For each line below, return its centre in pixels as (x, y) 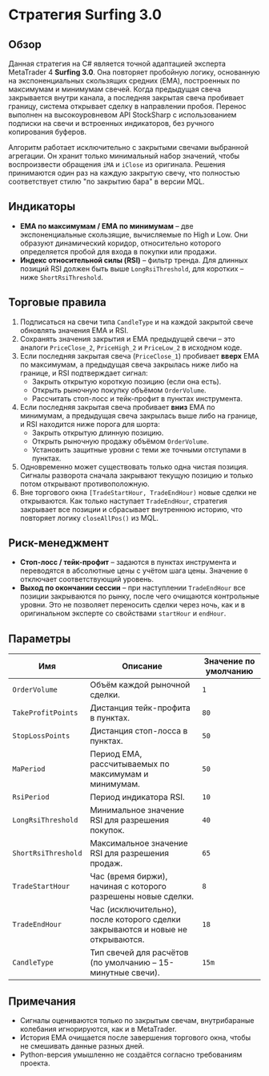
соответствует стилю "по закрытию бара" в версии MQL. (107, 181)
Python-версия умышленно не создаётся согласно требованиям (131, 1055)
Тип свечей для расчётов (139, 952)
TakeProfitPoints (45, 713)
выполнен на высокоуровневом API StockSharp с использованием (122, 115)
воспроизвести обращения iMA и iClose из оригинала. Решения (117, 164)
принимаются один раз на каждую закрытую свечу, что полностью (124, 173)
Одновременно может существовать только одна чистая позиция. (134, 466)
